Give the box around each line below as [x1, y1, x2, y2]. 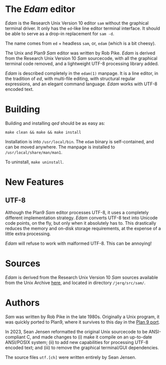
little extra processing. [5, 231, 51, 237]
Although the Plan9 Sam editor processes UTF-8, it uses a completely [5, 209, 149, 215]
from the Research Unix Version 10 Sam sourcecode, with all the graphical [5, 55, 158, 61]
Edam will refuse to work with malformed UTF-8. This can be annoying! [5, 240, 152, 246]
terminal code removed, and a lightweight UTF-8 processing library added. [5, 60, 159, 66]
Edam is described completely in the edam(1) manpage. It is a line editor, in [5, 70, 159, 76]
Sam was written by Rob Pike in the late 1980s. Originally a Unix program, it [5, 314, 160, 320]
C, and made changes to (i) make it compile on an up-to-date [26, 334, 152, 340]
